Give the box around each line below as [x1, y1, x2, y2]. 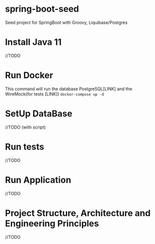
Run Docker [5, 70, 54, 81]
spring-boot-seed [5, 3, 79, 15]
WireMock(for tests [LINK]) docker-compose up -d [5, 91, 104, 97]
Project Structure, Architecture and [5, 207, 151, 219]
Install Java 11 [5, 37, 62, 48]
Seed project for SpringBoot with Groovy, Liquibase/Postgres [5, 19, 128, 25]
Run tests [5, 141, 44, 152]
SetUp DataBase [5, 108, 73, 119]
